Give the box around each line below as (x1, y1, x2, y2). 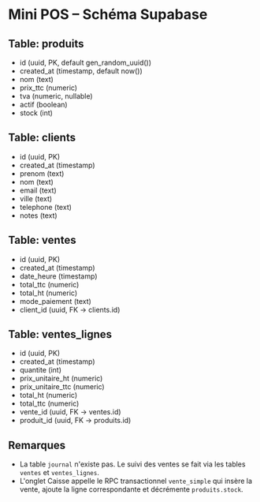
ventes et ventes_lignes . (19, 468, 100, 478)
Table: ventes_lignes (8, 328, 113, 341)
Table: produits (8, 37, 84, 51)
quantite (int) (19, 365, 61, 375)
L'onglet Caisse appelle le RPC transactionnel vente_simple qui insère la (19, 476, 253, 486)
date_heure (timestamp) (19, 271, 98, 281)
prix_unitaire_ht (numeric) (19, 373, 103, 384)
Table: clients (8, 131, 76, 144)
